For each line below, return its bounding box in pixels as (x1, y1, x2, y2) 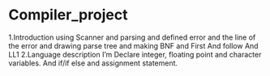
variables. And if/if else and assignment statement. (8, 58, 178, 68)
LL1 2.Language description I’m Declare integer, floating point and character (8, 49, 262, 59)
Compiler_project (8, 6, 128, 24)
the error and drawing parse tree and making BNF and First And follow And (8, 40, 259, 50)
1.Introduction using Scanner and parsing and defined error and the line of (8, 32, 256, 42)
